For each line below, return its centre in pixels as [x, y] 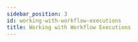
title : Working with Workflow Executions [69, 27]
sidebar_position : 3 [37, 14]
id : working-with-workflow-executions [64, 21]
